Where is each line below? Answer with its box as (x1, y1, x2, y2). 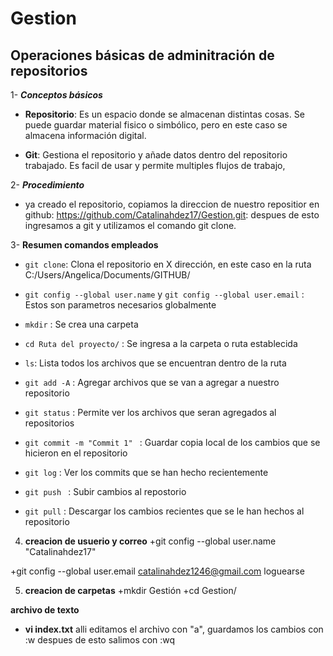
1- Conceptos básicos (10, 89, 103, 101)
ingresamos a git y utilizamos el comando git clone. (24, 220, 237, 231)
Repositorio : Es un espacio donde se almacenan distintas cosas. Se (24, 108, 305, 120)
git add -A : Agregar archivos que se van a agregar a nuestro (24, 377, 280, 388)
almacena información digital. (24, 130, 147, 141)
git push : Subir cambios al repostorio (24, 486, 187, 497)
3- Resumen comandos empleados (10, 239, 159, 251)
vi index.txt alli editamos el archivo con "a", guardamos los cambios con (24, 623, 324, 635)
